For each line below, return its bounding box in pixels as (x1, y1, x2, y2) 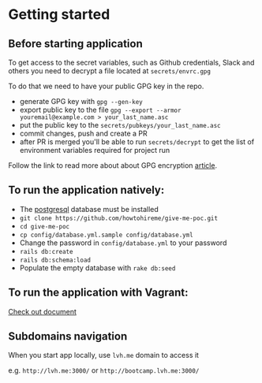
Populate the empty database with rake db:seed (19, 262, 176, 273)
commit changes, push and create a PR (19, 128, 148, 138)
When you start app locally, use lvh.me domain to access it (8, 351, 200, 360)
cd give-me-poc (19, 222, 70, 230)
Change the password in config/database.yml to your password (19, 238, 227, 247)
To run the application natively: (8, 184, 165, 197)
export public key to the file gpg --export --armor (19, 105, 182, 114)
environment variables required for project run (19, 146, 170, 154)
